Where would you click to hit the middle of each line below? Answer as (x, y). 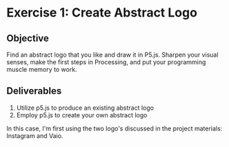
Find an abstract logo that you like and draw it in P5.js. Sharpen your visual (112, 55)
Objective (28, 38)
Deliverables (34, 91)
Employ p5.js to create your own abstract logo (82, 115)
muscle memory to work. (42, 69)
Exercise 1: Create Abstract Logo (102, 13)
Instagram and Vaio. (35, 135)
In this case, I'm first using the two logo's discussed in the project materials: (114, 128)
